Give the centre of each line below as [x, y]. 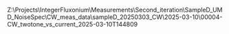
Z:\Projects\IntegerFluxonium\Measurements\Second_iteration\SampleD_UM [115, 10]
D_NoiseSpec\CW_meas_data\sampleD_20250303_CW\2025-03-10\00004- [115, 17]
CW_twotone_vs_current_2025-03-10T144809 [73, 24]
